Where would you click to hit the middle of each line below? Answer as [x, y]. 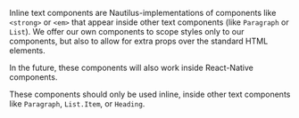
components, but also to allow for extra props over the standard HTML [139, 41]
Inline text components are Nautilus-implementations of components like [143, 13]
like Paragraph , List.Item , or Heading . [77, 104]
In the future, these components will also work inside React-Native [132, 67]
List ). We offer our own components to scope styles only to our [127, 31]
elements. [28, 51]
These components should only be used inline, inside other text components [150, 94]
